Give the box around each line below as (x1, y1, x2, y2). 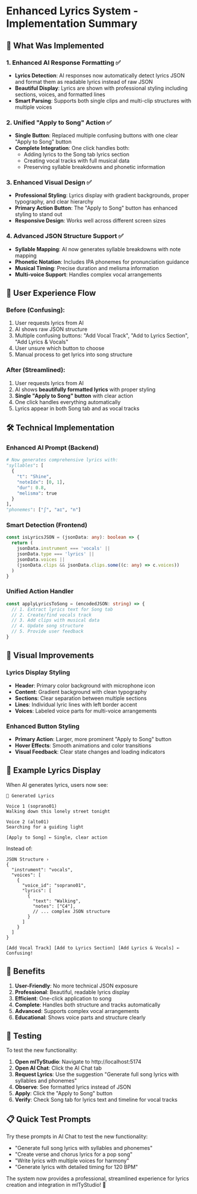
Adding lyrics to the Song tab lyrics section (23, 151, 130, 158)
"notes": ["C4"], (32, 903, 76, 909)
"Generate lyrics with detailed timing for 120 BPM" (14, 1164, 138, 1171)
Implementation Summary (6, 17, 138, 30)
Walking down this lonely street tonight (6, 808, 111, 814)
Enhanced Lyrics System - (6, 4, 139, 18)
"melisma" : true (17, 490, 58, 496)
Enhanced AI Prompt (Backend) (6, 443, 99, 452)
